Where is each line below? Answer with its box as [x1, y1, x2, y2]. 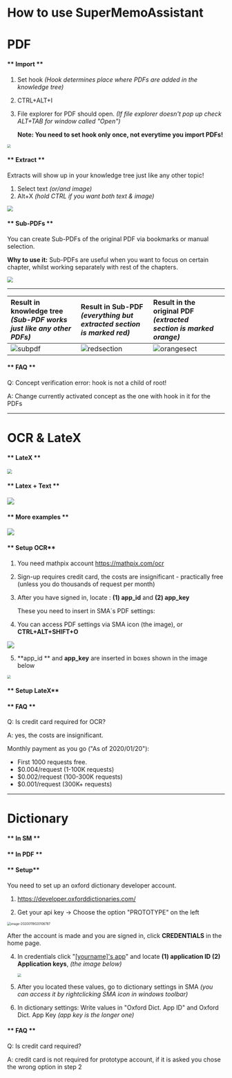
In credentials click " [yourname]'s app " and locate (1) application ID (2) [17, 952, 221, 960]
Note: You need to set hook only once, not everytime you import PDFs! [17, 130, 223, 139]
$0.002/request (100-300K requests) [17, 772, 123, 781]
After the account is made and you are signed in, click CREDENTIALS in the [7, 931, 222, 939]
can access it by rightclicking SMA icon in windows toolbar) [17, 989, 188, 998]
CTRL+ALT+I [17, 96, 53, 105]
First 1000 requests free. [17, 758, 88, 766]
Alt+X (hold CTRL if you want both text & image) [17, 192, 155, 200]
